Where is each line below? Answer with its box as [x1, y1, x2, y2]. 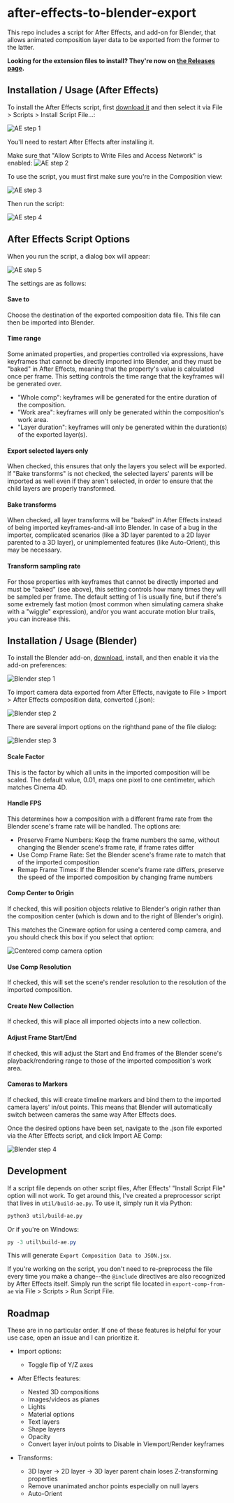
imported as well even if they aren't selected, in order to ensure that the [7, 477, 213, 485]
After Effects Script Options [7, 233, 131, 245]
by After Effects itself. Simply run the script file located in [7, 1279, 171, 1288]
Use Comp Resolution [7, 963, 72, 971]
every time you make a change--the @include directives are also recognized [7, 1272, 226, 1281]
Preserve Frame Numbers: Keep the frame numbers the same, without [17, 836, 220, 844]
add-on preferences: [7, 661, 67, 669]
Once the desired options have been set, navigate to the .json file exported [7, 1124, 222, 1132]
